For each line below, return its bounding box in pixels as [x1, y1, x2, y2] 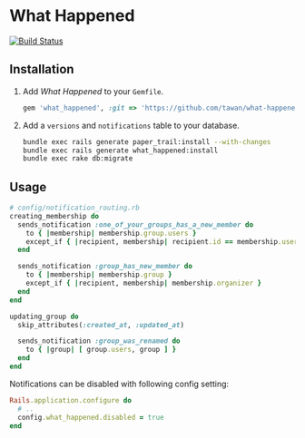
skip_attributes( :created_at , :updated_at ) [17, 320, 184, 329]
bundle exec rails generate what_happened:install [22, 146, 219, 155]
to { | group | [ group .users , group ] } [25, 346, 177, 355]
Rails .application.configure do [9, 395, 132, 404]
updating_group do [9, 312, 79, 321]
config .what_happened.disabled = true [17, 413, 165, 422]
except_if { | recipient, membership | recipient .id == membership [25, 237, 279, 246]
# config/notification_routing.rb [9, 203, 141, 213]
